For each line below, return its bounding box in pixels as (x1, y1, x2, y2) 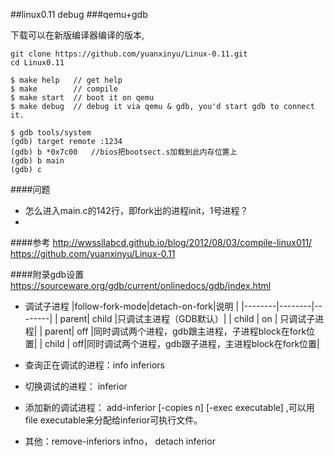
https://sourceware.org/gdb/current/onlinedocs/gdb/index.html (10, 280, 272, 291)
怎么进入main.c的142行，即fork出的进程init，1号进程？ (24, 205, 249, 216)
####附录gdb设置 (10, 269, 85, 280)
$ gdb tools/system (10, 128, 92, 138)
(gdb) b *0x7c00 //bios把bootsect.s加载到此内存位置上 (10, 147, 238, 157)
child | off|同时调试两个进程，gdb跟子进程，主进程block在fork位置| (44, 338, 320, 349)
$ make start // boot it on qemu (10, 93, 155, 103)
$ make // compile (10, 84, 118, 94)
